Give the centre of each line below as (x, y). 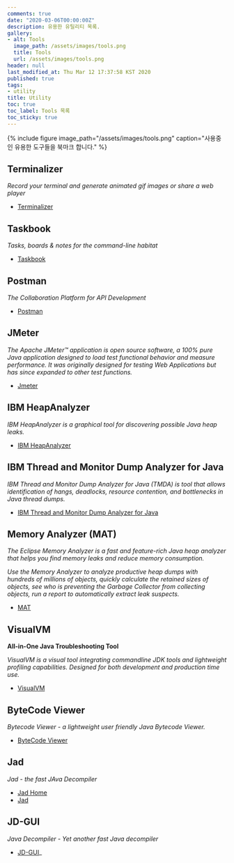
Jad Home (32, 793)
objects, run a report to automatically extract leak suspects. (93, 594)
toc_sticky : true (32, 117)
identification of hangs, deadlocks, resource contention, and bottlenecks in (115, 491)
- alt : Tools (26, 40)
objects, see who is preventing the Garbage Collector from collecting (106, 587)
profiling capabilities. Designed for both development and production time (114, 667)
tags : (15, 85)
